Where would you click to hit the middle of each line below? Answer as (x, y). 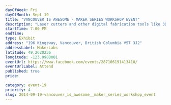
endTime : (15, 33)
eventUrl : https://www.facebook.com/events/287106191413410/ (72, 62)
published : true (22, 72)
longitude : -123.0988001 (32, 57)
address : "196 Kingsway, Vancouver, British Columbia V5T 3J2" (74, 43)
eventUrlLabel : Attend (29, 66)
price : (12, 76)
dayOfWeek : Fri (21, 10)
